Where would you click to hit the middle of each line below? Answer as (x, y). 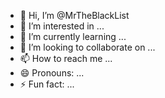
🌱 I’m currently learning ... (73, 36)
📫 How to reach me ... (66, 58)
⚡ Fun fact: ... (47, 84)
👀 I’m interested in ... (62, 26)
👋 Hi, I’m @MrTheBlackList (74, 15)
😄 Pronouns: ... (52, 73)
